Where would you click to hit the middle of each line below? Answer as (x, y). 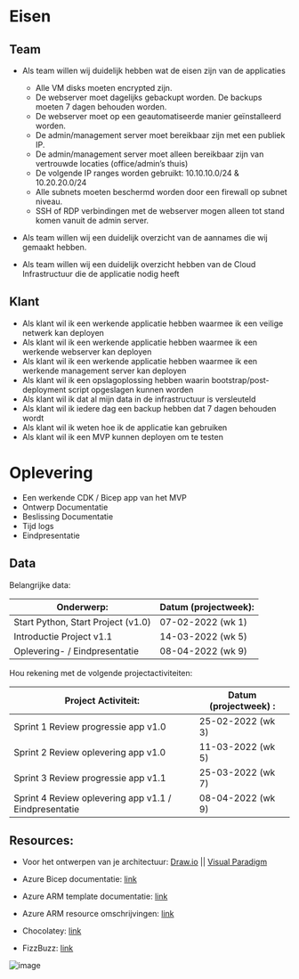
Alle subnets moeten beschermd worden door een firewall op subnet (161, 192)
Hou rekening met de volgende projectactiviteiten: (101, 673)
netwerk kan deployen (63, 332)
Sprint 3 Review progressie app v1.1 (90, 778)
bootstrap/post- (240, 379)
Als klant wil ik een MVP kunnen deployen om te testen (123, 436)
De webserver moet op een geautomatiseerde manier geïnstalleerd (158, 116)
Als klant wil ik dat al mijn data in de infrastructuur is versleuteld (139, 399)
